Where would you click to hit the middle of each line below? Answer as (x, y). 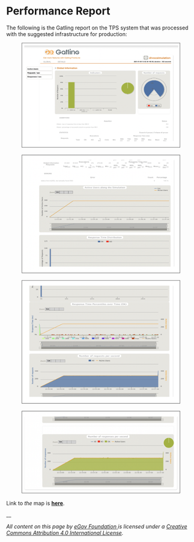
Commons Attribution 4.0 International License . (65, 532)
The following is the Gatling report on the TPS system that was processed (97, 28)
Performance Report (58, 11)
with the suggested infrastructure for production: (67, 34)
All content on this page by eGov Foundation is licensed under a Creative (97, 526)
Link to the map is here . (35, 503)
